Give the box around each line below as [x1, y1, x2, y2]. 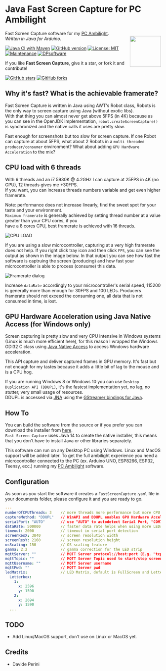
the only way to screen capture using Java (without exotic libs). [5, 107, 134, 113]
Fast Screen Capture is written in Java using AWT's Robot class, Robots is [5, 103, 156, 108]
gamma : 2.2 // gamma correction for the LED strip [5, 547, 142, 552]
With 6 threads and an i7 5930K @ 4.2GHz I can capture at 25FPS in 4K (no [5, 176, 159, 182]
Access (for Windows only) [5, 320, 91, 328]
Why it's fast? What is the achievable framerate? [5, 89, 159, 98]
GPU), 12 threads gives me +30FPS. [5, 182, 78, 188]
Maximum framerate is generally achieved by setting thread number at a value [5, 212, 161, 218]
